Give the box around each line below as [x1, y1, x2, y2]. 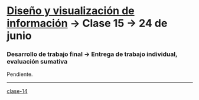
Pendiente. [6, 71, 33, 78]
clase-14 [6, 88, 28, 95]
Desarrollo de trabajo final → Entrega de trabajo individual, [6, 50, 178, 58]
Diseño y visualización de [6, 4, 135, 18]
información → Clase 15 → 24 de [6, 16, 168, 30]
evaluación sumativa [6, 58, 68, 66]
